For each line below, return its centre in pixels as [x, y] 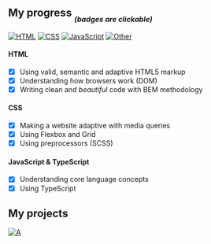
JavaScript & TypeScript [49, 161]
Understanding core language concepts [84, 179]
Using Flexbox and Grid [57, 135]
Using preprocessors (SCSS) [66, 143]
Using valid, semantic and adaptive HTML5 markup [103, 72]
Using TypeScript [48, 188]
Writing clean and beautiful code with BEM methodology [111, 89]
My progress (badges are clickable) [80, 15]
